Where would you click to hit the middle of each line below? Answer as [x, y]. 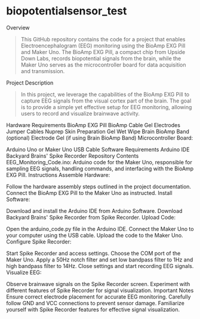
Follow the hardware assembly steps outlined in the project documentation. [99, 186]
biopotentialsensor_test [67, 11]
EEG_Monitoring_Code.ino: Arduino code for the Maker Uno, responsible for [99, 162]
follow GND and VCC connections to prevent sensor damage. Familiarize [96, 303]
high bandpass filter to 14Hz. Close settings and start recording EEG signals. [100, 266]
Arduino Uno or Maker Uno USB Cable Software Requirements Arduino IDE [98, 149]
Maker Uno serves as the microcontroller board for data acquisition [103, 65]
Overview [18, 28]
